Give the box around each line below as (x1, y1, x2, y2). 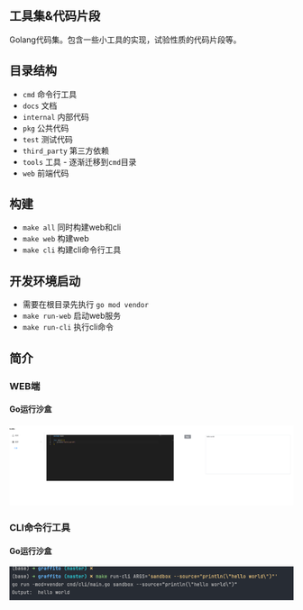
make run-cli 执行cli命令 (22, 322, 115, 332)
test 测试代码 (22, 133, 74, 144)
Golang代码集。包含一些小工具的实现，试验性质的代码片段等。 (9, 34, 242, 45)
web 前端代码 (22, 168, 69, 178)
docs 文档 (22, 100, 58, 111)
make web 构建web (22, 233, 89, 244)
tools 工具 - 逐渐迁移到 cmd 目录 (22, 156, 137, 167)
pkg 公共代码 (22, 123, 69, 133)
